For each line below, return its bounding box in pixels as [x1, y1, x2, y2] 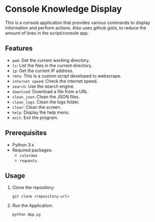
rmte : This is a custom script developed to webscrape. [12, 73, 122, 79]
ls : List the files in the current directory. [12, 62, 92, 68]
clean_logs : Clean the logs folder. [12, 99, 80, 105]
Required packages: [12, 147, 53, 153]
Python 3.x [12, 142, 34, 148]
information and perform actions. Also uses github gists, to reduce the [5, 25, 147, 30]
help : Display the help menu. [12, 109, 70, 115]
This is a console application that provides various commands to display [5, 20, 151, 25]
